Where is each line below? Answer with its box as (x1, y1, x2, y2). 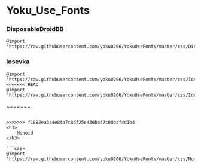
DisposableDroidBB (6, 25, 64, 33)
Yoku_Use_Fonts (6, 4, 90, 17)
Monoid (17, 130, 33, 136)
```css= (6, 145, 26, 151)
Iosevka (6, 57, 30, 66)
